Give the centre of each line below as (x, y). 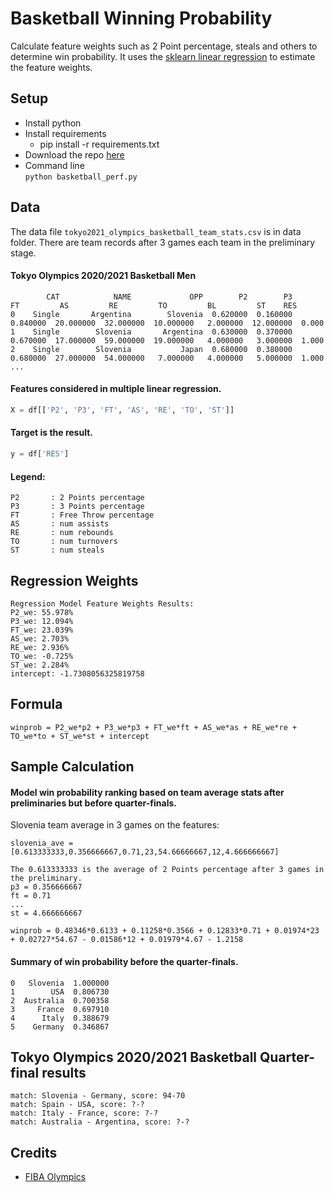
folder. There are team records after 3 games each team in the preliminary (163, 242)
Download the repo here (74, 154)
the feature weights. (51, 67)
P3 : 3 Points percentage (77, 507)
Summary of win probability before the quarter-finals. (124, 961)
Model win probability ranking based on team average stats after (147, 792)
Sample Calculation (72, 767)
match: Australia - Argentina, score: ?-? (100, 1122)
